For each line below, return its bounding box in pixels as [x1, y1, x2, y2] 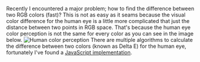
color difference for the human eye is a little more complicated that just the [6, 18, 190, 24]
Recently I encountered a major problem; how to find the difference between [6, 5, 195, 12]
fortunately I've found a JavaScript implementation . [6, 49, 133, 56]
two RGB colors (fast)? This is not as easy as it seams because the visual [6, 11, 186, 18]
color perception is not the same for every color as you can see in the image [6, 30, 194, 37]
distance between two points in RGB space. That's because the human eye [6, 24, 191, 31]
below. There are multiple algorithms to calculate [6, 37, 193, 43]
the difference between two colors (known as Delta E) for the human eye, [6, 43, 187, 50]
